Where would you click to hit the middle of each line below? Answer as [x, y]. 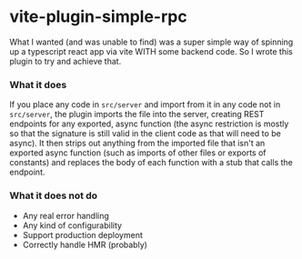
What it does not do [54, 195]
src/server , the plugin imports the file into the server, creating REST [137, 115]
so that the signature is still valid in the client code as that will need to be [146, 134]
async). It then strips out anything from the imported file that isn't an [137, 144]
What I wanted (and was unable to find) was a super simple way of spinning [151, 42]
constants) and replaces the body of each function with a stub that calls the [151, 163]
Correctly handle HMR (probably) [85, 244]
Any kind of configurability [72, 225]
